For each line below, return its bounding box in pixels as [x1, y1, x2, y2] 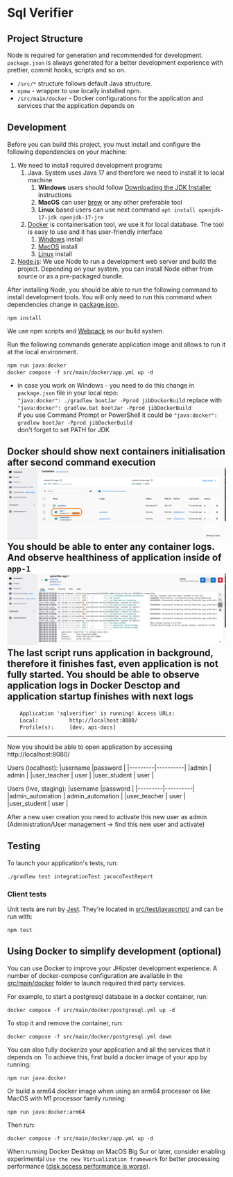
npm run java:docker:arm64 [7, 1108, 85, 1115]
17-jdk [37, 214, 58, 221]
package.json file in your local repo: [17, 388, 119, 397]
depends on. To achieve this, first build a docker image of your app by [7, 1052, 207, 1061]
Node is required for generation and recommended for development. [7, 51, 203, 59]
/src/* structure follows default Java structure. [17, 79, 153, 88]
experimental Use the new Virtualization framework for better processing [7, 1154, 220, 1163]
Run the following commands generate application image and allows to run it [7, 340, 226, 349]
